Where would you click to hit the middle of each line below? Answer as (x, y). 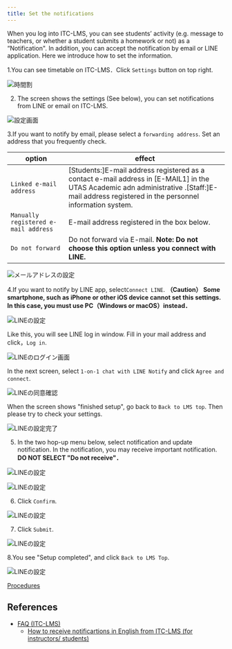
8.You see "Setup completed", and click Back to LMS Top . (88, 557)
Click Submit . (35, 529)
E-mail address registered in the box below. (139, 222)
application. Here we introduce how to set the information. (90, 55)
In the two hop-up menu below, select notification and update (105, 442)
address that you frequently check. (57, 141)
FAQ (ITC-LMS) (39, 624)
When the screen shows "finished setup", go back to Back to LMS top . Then (115, 406)
